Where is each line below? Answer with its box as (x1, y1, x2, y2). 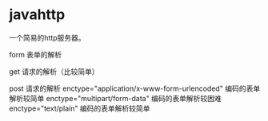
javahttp (9, 6, 66, 24)
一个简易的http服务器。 (9, 33, 86, 42)
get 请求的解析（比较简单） (9, 66, 99, 76)
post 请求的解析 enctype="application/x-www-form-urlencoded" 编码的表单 (9, 84, 261, 93)
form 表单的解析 (9, 49, 62, 59)
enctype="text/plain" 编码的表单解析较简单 (9, 103, 150, 113)
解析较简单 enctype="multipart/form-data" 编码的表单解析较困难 (9, 93, 222, 103)
